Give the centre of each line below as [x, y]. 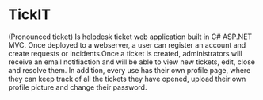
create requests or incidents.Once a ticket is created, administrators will [125, 53]
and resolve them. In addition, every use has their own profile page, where [130, 70]
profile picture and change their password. [78, 87]
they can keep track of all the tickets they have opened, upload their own [127, 79]
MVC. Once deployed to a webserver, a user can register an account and [127, 44]
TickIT [30, 15]
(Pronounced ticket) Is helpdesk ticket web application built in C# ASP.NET [130, 37]
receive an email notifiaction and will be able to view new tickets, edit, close [132, 62]
